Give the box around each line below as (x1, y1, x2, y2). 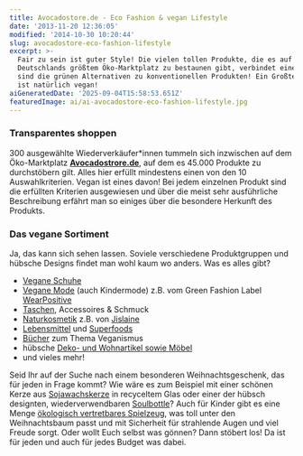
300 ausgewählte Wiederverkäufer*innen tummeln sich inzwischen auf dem (9, 147, 292, 158)
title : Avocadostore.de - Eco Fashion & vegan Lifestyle (9, 13, 228, 23)
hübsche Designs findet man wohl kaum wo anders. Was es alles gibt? (9, 257, 271, 268)
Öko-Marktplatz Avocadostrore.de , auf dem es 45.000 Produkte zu (9, 157, 262, 168)
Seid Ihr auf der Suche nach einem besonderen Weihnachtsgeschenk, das (9, 369, 286, 380)
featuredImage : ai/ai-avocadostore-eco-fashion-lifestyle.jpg (9, 97, 248, 107)
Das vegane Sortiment (9, 228, 110, 240)
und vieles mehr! (22, 351, 86, 362)
